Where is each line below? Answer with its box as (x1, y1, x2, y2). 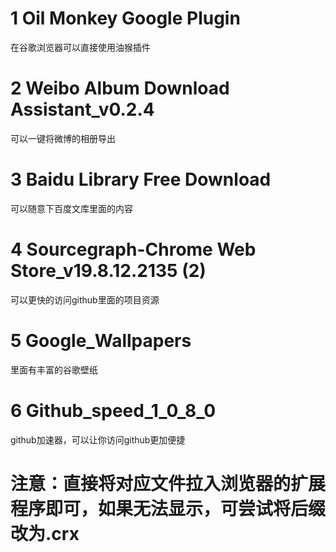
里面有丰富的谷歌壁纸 (10, 363, 98, 376)
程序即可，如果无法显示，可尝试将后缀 (10, 497, 327, 520)
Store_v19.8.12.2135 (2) (10, 260, 207, 282)
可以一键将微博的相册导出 (10, 132, 116, 144)
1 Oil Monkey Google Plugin (10, 7, 241, 30)
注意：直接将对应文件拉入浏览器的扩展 (10, 472, 327, 495)
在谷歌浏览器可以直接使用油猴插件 (10, 41, 151, 53)
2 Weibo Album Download (10, 77, 230, 100)
